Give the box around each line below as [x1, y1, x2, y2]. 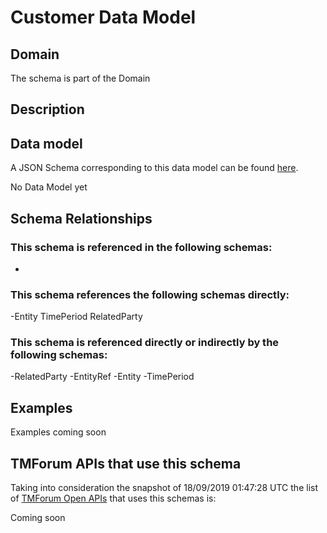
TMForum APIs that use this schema [10, 455, 242, 472]
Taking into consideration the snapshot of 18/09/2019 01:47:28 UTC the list [10, 482, 318, 494]
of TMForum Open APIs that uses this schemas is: [10, 492, 217, 505]
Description [10, 101, 85, 118]
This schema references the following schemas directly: [10, 287, 290, 301]
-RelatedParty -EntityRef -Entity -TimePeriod [10, 371, 195, 383]
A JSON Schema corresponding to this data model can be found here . [10, 162, 299, 174]
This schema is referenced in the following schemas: [10, 240, 273, 254]
